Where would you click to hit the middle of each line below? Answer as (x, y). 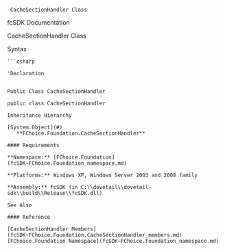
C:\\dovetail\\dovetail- (116, 187)
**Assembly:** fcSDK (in (43, 187)
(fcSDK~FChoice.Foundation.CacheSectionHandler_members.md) (95, 235)
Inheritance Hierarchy (39, 116)
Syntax (17, 49)
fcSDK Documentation (38, 23)
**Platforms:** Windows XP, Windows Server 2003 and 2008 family (102, 175)
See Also (20, 205)
